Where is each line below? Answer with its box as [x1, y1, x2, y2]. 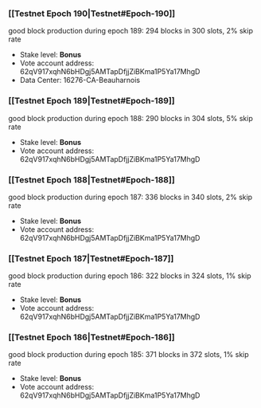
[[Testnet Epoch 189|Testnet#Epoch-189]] [8, 96, 175, 107]
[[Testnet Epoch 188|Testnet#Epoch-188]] [8, 174, 175, 185]
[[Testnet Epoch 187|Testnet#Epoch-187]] [8, 253, 174, 264]
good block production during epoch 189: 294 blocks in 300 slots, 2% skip [8, 26, 253, 36]
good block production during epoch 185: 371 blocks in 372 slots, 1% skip [8, 350, 249, 359]
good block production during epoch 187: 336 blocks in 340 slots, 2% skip [8, 192, 253, 202]
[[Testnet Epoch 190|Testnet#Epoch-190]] [8, 8, 176, 19]
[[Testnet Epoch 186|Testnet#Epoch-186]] [8, 331, 175, 343]
